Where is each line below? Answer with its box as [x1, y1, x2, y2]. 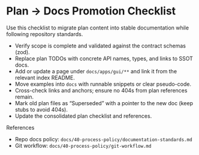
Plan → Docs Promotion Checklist [6, 4, 176, 18]
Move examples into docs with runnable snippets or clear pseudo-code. [14, 80, 192, 88]
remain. [14, 93, 34, 100]
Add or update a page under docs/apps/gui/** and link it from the [14, 67, 177, 74]
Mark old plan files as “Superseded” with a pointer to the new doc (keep [14, 99, 194, 106]
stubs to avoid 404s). [14, 106, 68, 113]
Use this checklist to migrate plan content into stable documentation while [6, 24, 189, 31]
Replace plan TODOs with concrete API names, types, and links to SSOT [14, 55, 194, 62]
